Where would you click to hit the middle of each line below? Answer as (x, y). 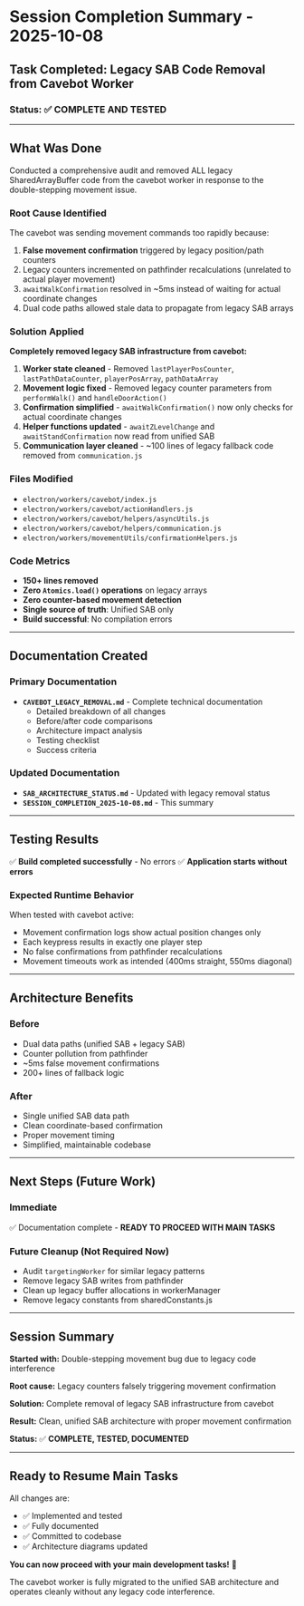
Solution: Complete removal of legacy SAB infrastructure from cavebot (142, 1403)
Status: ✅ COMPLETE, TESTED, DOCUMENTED (100, 1438)
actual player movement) (69, 279)
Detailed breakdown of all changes (100, 711)
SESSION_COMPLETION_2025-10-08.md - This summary (118, 802)
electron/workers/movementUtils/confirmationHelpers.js (130, 538)
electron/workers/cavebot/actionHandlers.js (108, 509)
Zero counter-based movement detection (102, 599)
